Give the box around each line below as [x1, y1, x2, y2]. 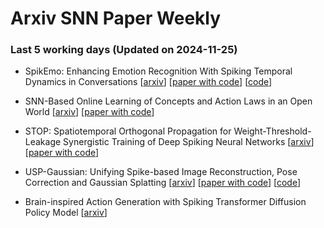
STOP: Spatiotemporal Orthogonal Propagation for [24, 125, 232, 137]
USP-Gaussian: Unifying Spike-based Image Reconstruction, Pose [24, 166, 298, 178]
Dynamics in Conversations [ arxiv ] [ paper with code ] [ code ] [24, 76, 273, 88]
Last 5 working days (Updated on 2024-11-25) [10, 43, 238, 57]
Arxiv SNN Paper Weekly [10, 7, 222, 30]
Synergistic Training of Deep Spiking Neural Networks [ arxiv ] [63, 136, 315, 148]
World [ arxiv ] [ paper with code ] [24, 106, 155, 118]
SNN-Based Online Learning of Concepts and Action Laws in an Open [24, 95, 313, 107]
